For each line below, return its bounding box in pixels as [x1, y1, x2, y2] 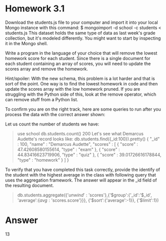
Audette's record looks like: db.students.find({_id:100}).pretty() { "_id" [17, 136, 160, 142]
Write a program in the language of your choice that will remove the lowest [5, 50, 158, 56]
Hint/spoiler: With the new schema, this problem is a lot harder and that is [5, 75, 155, 81]
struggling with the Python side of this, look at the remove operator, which [5, 91, 157, 97]
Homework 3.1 [5, 3, 65, 14]
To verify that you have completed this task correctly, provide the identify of [5, 167, 160, 173]
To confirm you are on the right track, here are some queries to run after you [5, 106, 161, 112]
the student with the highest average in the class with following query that [5, 172, 156, 178]
